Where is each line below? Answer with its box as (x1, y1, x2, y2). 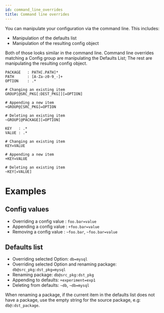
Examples (5, 186, 46, 196)
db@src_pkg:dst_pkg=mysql (12, 268, 66, 273)
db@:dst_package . (5, 302, 40, 309)
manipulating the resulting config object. (5, 60, 87, 66)
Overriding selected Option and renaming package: (12, 261, 117, 267)
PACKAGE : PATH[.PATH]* (5, 70, 58, 75)
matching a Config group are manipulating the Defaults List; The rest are (5, 55, 152, 61)
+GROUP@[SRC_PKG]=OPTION (5, 104, 56, 109)
